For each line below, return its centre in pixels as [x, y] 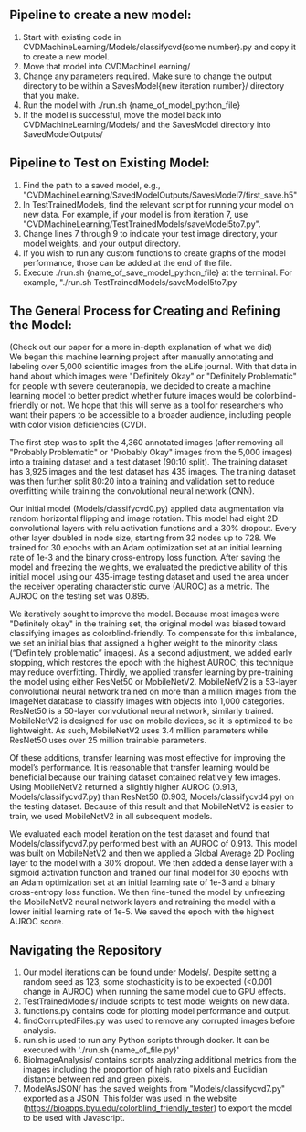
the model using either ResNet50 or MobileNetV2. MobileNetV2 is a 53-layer [153, 682]
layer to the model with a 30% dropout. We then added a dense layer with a [152, 863]
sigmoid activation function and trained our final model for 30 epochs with [149, 873]
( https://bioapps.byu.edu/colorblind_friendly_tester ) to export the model [158, 1108]
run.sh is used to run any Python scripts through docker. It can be [146, 1041]
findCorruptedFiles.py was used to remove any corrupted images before [158, 1021]
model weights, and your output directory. [101, 243]
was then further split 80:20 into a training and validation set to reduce [142, 481]
